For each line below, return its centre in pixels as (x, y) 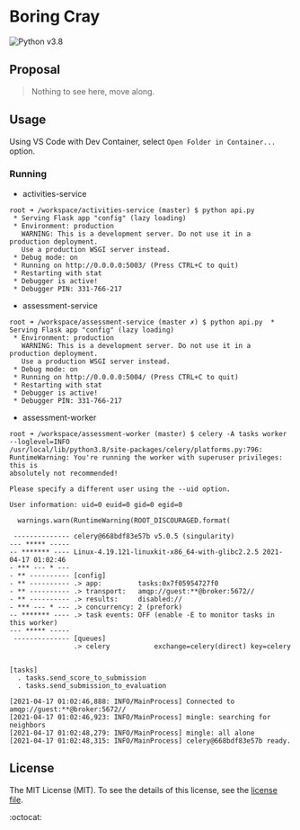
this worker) (34, 622)
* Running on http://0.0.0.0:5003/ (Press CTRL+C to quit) (126, 265)
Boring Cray (55, 17)
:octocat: (26, 817)
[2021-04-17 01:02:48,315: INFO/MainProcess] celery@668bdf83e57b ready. (150, 741)
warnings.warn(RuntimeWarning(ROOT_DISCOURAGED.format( (124, 520)
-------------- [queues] (59, 638)
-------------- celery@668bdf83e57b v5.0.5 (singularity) (124, 536)
